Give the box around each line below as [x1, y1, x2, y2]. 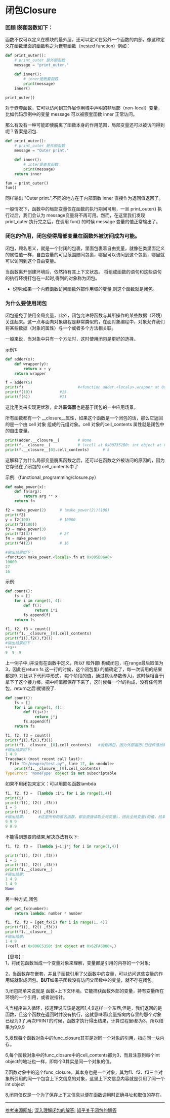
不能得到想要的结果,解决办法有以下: [5, 833, 79, 839]
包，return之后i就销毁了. [5, 685, 56, 691]
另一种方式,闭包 [5, 896, 38, 902]
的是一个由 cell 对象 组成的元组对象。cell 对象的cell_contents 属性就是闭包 [5, 421, 160, 427]
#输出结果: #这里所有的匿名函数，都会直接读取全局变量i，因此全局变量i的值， [5, 814, 158, 820]
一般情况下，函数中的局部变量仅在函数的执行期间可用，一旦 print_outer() [5, 206, 157, 212]
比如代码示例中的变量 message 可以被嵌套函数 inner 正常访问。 [5, 111, 138, 117]
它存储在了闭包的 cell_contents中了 [5, 463, 78, 469]
